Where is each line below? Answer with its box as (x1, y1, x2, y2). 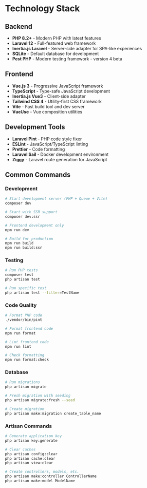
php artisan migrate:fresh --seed (5, 398, 75, 403)
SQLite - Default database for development (12, 51, 99, 56)
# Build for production (5, 236, 54, 241)
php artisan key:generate (5, 438, 57, 443)
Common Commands (5, 171, 71, 179)
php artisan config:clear (5, 451, 57, 456)
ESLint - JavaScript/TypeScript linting (12, 141, 89, 147)
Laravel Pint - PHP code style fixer (12, 136, 82, 142)
